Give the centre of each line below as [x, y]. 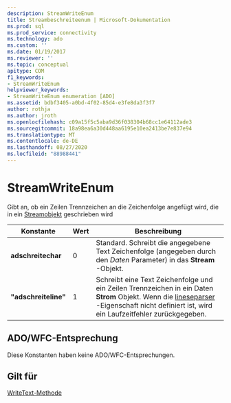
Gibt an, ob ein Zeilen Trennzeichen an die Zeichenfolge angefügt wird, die [113, 207]
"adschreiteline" [38, 297]
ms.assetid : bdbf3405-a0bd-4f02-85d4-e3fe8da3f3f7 [81, 103]
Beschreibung [158, 231]
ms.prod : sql [26, 26]
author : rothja [29, 109]
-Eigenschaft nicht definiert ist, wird [154, 305]
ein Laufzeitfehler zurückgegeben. [151, 314]
